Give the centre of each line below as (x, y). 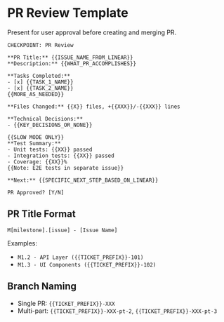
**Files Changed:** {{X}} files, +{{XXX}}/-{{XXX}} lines (94, 107)
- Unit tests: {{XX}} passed (50, 149)
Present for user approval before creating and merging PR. (92, 32)
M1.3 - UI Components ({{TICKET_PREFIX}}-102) (87, 264)
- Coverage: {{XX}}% (38, 162)
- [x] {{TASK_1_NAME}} (40, 82)
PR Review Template (68, 13)
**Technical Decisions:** (45, 119)
